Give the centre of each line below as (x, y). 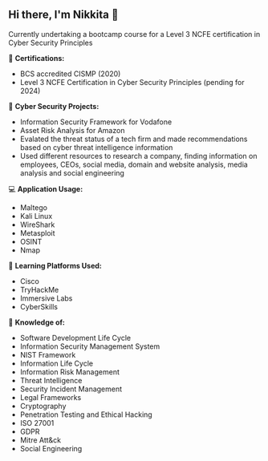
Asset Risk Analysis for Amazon (72, 130)
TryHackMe (39, 289)
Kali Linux (36, 216)
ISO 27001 (37, 423)
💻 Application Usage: (46, 188)
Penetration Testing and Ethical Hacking (86, 414)
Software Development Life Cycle (75, 338)
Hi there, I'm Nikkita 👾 (63, 15)
